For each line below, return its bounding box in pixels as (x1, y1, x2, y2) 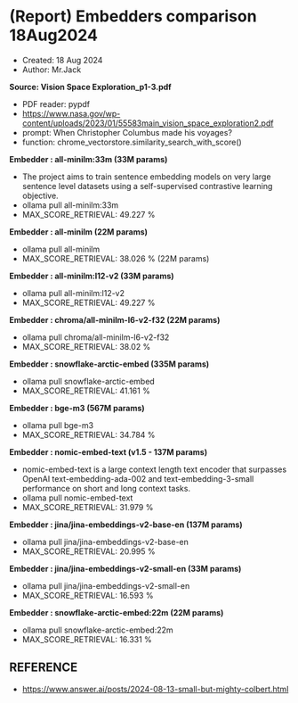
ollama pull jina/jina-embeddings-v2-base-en (21, 536, 189, 547)
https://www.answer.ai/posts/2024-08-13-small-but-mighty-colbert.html (21, 683, 289, 694)
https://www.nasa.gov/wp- (21, 108, 121, 119)
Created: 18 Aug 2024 (21, 54, 103, 65)
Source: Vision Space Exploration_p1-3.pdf (9, 81, 172, 92)
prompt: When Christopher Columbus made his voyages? (21, 127, 233, 137)
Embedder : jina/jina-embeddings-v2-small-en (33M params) (9, 563, 242, 574)
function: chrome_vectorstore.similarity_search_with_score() (21, 136, 242, 147)
